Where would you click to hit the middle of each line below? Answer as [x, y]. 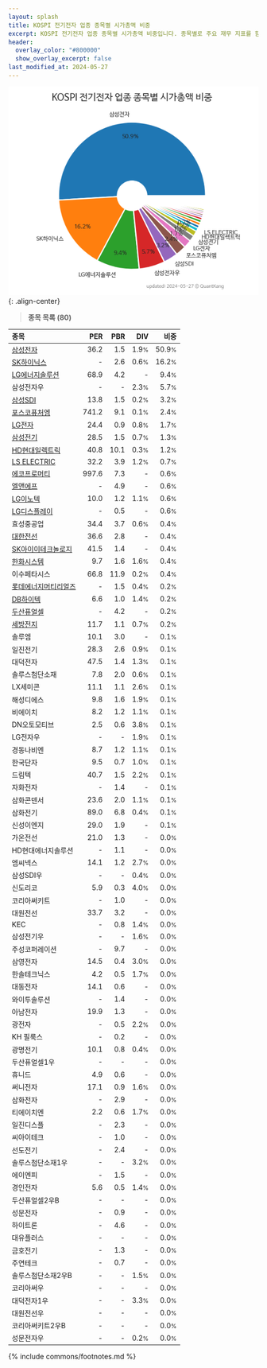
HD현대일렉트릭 [36, 450]
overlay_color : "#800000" [58, 51]
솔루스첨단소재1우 [40, 1162]
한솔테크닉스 [31, 974]
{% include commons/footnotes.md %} [72, 1356]
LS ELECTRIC [33, 461]
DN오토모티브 [33, 725]
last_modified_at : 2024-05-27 [58, 68]
